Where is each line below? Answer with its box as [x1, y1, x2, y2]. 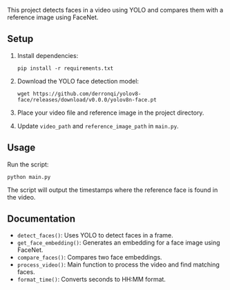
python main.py [7, 173, 51, 180]
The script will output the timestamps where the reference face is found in [7, 186, 218, 194]
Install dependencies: [17, 51, 79, 59]
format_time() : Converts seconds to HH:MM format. [17, 275, 166, 284]
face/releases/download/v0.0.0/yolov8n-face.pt [17, 96, 157, 103]
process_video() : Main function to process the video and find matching [17, 260, 220, 269]
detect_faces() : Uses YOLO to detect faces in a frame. [17, 231, 174, 240]
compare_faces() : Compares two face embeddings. [17, 253, 162, 262]
